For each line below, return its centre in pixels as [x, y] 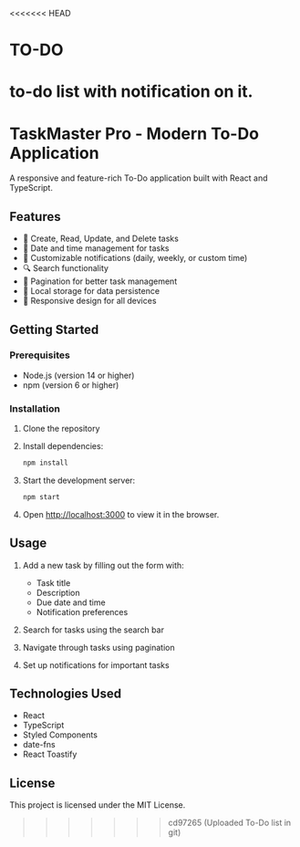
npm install [45, 463]
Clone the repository [61, 429]
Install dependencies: [63, 446]
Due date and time [71, 602]
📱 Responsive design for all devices [89, 301]
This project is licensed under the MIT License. [98, 805]
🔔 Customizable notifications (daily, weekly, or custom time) [135, 258]
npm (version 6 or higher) [71, 385]
